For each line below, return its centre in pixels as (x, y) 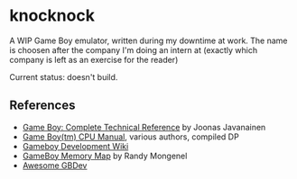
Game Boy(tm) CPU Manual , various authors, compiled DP (130, 137)
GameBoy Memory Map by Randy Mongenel (105, 156)
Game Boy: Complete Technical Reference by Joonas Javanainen (144, 127)
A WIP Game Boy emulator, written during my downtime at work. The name (148, 40)
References (42, 106)
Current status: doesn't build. (64, 76)
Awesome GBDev (55, 165)
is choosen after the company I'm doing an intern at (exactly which (134, 49)
